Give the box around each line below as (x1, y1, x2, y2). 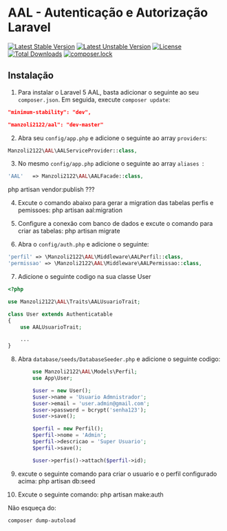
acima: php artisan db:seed (17, 476, 96, 485)
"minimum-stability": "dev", (8, 108, 91, 115)
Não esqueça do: (8, 503, 57, 512)
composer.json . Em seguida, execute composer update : (17, 95, 171, 104)
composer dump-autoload (8, 516, 76, 524)
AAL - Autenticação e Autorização (8, 5, 208, 21)
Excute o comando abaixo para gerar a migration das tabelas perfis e (17, 199, 214, 207)
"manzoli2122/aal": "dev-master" (8, 121, 104, 128)
